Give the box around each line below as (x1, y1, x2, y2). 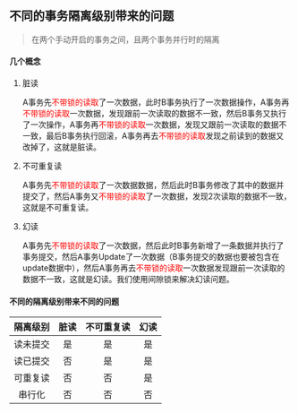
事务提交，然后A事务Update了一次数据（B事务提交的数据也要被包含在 (21, 252, 280, 262)
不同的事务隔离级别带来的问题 (9, 8, 175, 24)
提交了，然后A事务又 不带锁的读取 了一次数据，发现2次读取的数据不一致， (21, 191, 293, 202)
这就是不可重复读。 (21, 202, 94, 213)
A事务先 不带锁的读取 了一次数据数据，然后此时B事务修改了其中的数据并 (21, 180, 285, 191)
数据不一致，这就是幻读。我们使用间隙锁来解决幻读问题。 (21, 274, 234, 285)
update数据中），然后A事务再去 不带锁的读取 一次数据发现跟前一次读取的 (21, 262, 285, 273)
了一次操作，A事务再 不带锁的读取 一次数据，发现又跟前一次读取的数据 (21, 119, 279, 130)
